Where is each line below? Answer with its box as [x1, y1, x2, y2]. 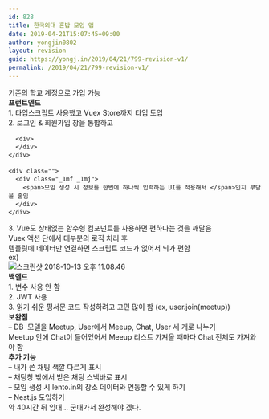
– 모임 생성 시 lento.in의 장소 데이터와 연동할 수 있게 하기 [8, 382, 186, 392]
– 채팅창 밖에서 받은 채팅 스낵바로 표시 [8, 372, 128, 381]
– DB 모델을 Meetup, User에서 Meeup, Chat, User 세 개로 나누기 [8, 322, 217, 332]
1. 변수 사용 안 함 [8, 282, 60, 291]
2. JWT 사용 [8, 291, 48, 301]
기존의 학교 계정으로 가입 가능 [8, 87, 101, 97]
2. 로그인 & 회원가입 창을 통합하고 [8, 117, 114, 128]
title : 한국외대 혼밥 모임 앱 [8, 21, 95, 30]
